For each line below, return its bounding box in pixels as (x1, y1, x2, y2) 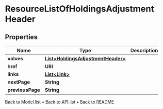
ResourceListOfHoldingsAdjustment (5, 3, 154, 14)
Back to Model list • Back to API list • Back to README (5, 99, 114, 105)
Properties (5, 33, 38, 41)
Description (130, 47, 158, 54)
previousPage (7, 87, 40, 93)
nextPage (7, 79, 30, 85)
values (7, 55, 23, 62)
